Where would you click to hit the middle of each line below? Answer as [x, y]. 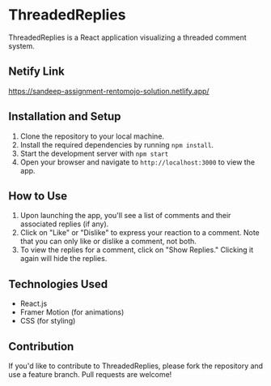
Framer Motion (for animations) [72, 312]
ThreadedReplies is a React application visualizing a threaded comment [127, 37]
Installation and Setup [65, 116]
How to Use [38, 196]
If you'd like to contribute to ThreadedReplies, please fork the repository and [136, 366]
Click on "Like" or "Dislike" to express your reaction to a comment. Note [140, 233]
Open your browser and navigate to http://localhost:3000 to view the [138, 162]
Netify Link [36, 72]
